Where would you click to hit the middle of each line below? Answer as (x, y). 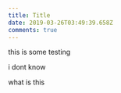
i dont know (27, 67)
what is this (27, 82)
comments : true (33, 30)
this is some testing (39, 52)
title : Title (29, 15)
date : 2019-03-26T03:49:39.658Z (60, 23)
